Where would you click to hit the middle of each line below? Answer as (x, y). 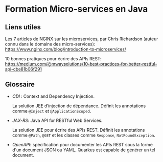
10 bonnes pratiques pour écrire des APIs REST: (53, 59)
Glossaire (20, 84)
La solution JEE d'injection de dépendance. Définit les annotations (79, 106)
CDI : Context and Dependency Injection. (53, 96)
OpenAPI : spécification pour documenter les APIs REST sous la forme (82, 144)
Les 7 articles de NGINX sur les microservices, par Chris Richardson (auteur (81, 39)
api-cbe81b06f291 (23, 69)
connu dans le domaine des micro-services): (50, 44)
